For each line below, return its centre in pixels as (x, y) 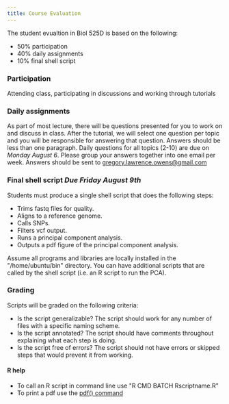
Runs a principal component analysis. (70, 238)
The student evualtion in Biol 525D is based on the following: (93, 33)
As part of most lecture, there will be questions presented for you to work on (115, 126)
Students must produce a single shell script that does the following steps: (110, 195)
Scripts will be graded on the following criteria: (73, 305)
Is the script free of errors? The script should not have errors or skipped (118, 347)
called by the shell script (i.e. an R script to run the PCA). (87, 273)
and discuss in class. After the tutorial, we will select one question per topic (113, 134)
